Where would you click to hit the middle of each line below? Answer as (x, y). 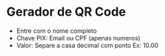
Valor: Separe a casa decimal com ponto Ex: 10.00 (87, 45)
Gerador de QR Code (66, 12)
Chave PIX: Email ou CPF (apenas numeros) (78, 38)
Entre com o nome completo (56, 31)
